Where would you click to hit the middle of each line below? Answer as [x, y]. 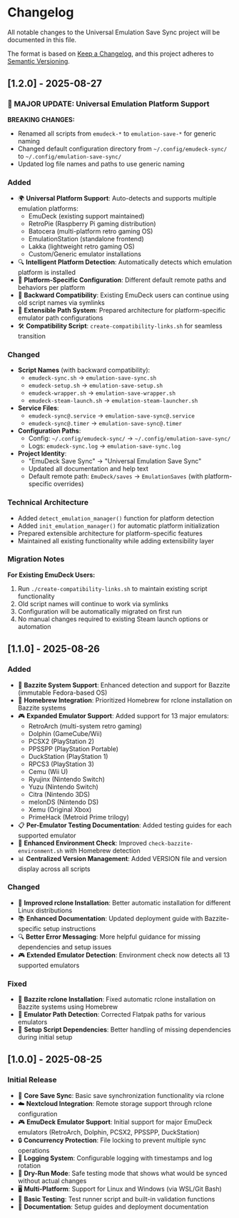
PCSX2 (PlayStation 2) [61, 741]
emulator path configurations [60, 318]
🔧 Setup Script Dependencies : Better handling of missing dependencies [124, 1030]
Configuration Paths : [49, 431]
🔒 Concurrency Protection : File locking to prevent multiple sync [112, 1140]
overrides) [68, 484]
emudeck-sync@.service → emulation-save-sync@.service [111, 416]
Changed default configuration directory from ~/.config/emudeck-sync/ [122, 149]
